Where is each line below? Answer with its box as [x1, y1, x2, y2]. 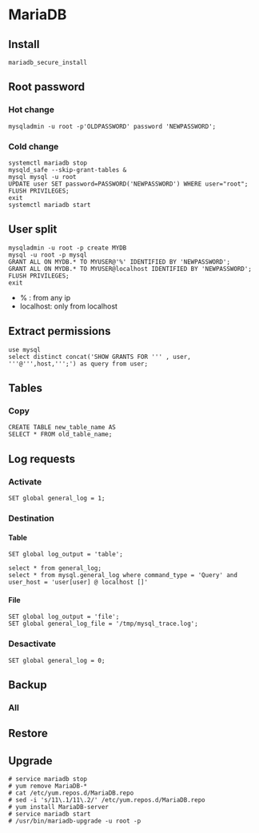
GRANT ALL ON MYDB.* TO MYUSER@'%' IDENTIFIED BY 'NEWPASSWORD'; [8, 257, 230, 265]
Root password [8, 80, 86, 94]
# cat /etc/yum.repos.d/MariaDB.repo [8, 789, 134, 797]
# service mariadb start [8, 810, 91, 819]
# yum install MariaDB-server [8, 803, 110, 811]
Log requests [8, 452, 76, 465]
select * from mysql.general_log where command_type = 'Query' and [8, 572, 238, 580]
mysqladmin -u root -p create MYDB [8, 244, 127, 252]
